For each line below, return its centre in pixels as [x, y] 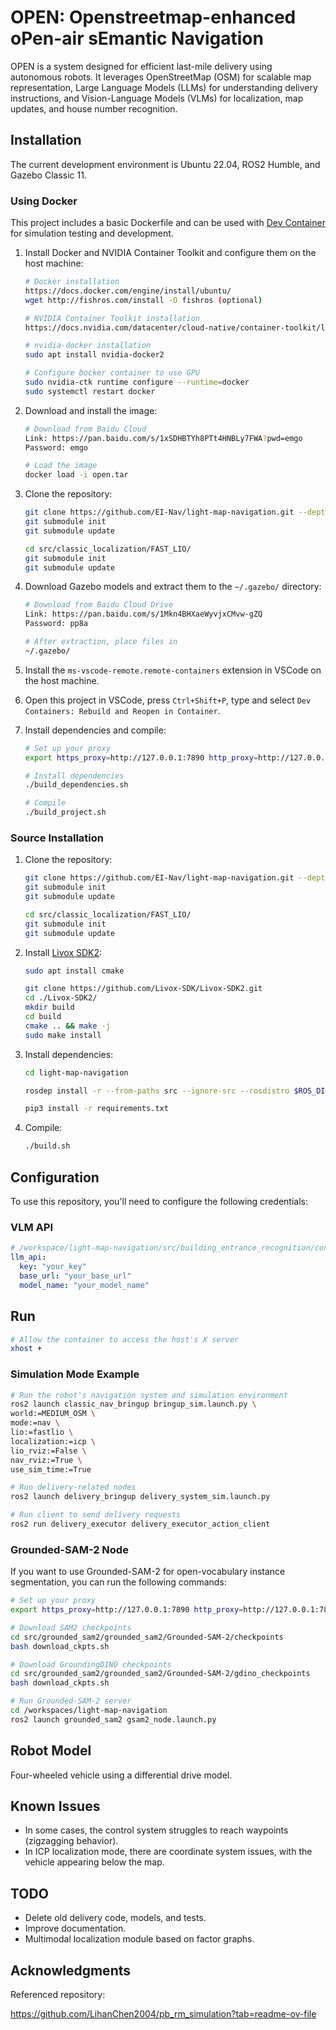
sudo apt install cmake [74, 971]
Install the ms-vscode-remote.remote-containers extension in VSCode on [173, 670]
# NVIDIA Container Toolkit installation [112, 318]
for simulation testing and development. [92, 233]
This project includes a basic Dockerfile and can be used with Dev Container [168, 223]
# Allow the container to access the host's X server [125, 1339]
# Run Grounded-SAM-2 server [71, 1701]
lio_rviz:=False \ [48, 1451]
